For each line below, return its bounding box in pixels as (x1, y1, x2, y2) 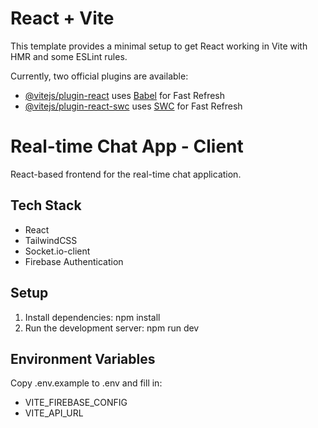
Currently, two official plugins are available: (10, 70, 189, 82)
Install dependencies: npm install (24, 311, 161, 323)
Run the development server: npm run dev (24, 322, 200, 334)
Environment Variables (10, 350, 156, 367)
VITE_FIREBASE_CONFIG (24, 397, 128, 409)
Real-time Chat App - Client (10, 135, 244, 158)
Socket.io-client (24, 245, 91, 257)
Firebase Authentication (24, 255, 124, 267)
